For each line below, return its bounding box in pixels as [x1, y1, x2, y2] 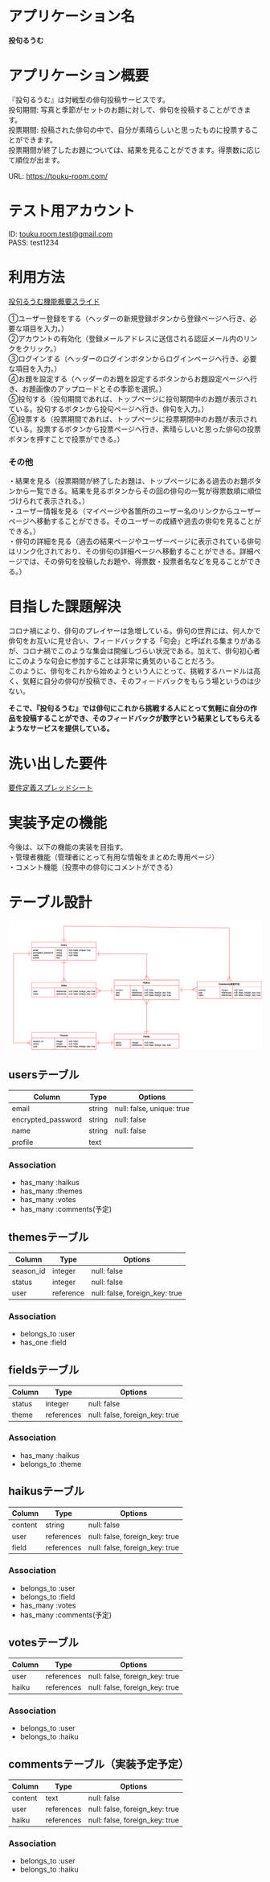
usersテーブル [8, 1068, 80, 1081]
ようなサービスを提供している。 [8, 723, 114, 733]
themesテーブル [8, 1230, 89, 1244]
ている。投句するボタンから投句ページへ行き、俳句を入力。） [8, 404, 209, 414]
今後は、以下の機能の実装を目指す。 [8, 842, 128, 851]
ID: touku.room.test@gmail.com [8, 229, 113, 238]
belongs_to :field [19, 1592, 76, 1601]
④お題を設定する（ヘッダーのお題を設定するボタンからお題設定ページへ [8, 373, 251, 383]
